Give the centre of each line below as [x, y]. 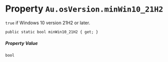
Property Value [22, 43]
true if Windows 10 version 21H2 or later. [48, 23]
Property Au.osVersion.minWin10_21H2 [84, 9]
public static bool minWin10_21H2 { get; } [52, 32]
